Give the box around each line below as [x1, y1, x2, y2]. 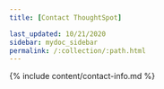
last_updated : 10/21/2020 [9, 29, 106, 39]
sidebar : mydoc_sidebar [9, 38, 99, 47]
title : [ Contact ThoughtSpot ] [9, 13, 123, 22]
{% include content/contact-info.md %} [9, 71, 156, 82]
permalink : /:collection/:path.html [9, 46, 146, 55]
